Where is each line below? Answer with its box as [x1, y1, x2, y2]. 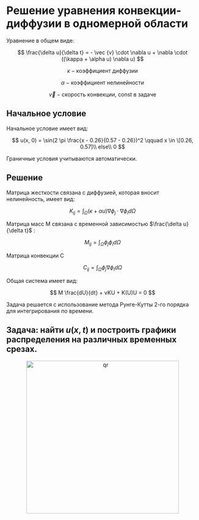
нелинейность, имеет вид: [6, 195, 75, 202]
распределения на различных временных [6, 334, 177, 345]
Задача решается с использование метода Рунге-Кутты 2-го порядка [6, 301, 189, 308]
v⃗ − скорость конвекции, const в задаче [48, 90, 157, 98]
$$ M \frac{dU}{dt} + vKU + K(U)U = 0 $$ [49, 288, 156, 296]
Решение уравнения [6, 4, 116, 18]
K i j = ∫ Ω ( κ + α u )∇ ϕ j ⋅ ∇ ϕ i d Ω [69, 207, 136, 216]
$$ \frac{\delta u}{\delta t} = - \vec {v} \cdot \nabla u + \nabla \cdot [17, 48, 188, 56]
